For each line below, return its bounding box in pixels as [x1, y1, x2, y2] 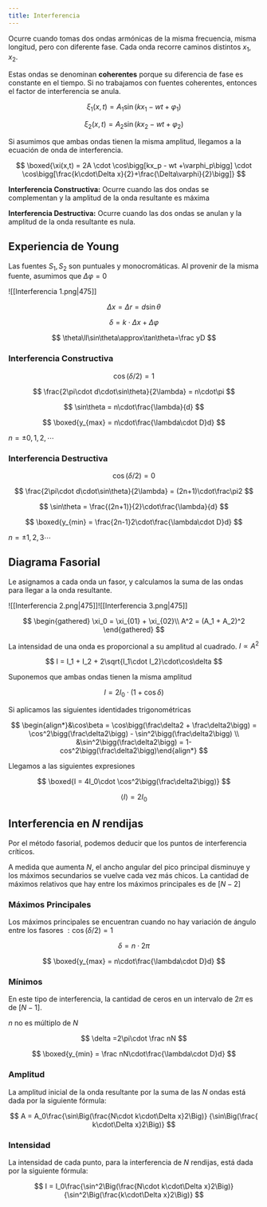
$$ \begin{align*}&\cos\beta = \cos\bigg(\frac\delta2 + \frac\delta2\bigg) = [10, 720, 257, 730]
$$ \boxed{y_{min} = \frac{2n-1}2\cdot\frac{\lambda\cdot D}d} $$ [25, 517, 243, 527]
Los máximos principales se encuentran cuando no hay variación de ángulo [8, 917, 257, 927]
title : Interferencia [8, 11, 80, 20]
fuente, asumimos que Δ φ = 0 [8, 272, 108, 281]
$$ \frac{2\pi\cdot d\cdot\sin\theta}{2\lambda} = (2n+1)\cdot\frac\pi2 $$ [14, 487, 253, 496]
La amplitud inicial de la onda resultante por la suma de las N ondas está [8, 1087, 246, 1096]
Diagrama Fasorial [8, 555, 101, 570]
